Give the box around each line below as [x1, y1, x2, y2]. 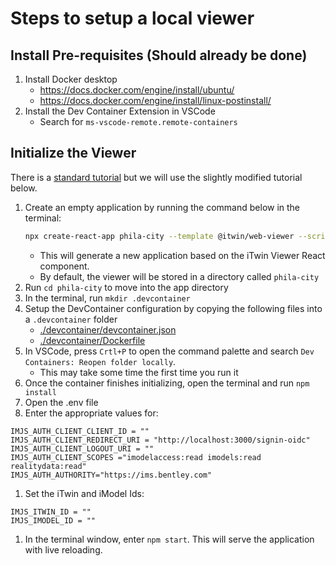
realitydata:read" [10, 461, 87, 471]
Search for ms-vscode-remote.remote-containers [39, 116, 238, 127]
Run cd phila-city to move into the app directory [24, 281, 229, 293]
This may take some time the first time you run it [39, 366, 239, 378]
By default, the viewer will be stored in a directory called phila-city [39, 270, 320, 282]
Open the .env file [24, 396, 99, 408]
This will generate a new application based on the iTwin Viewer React [39, 249, 326, 261]
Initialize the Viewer [10, 145, 137, 162]
